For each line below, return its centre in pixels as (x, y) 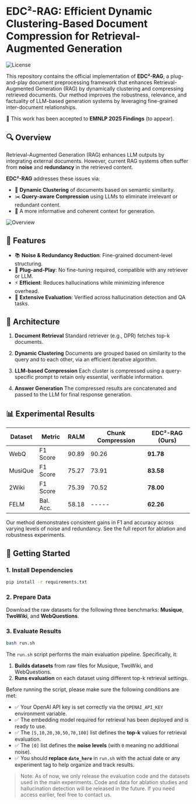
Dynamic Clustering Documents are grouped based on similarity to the (100, 353)
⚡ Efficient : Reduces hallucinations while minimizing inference (89, 282)
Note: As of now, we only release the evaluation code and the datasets (105, 776)
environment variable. (41, 714)
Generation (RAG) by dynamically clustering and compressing (109, 88)
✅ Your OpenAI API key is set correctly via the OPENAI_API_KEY (89, 707)
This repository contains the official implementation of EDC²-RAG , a (87, 76)
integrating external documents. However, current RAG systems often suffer (97, 161)
